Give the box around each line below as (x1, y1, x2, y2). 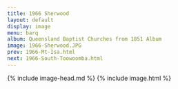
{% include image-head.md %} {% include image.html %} (7, 74, 171, 82)
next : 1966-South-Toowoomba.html (7, 55, 103, 62)
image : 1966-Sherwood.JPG (7, 42, 81, 49)
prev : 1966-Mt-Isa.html (7, 49, 76, 56)
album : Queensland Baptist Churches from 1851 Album (7, 36, 162, 43)
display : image (7, 23, 51, 30)
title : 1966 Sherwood (7, 10, 70, 17)
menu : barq (7, 29, 39, 37)
